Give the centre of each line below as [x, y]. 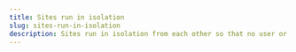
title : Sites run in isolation [67, 17]
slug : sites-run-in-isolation [65, 26]
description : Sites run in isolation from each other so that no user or [148, 33]
